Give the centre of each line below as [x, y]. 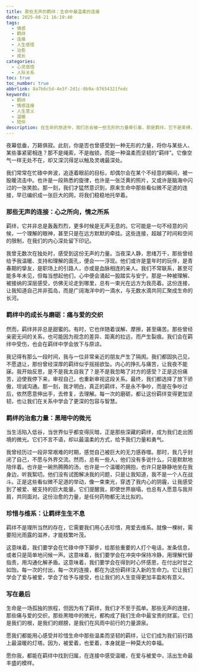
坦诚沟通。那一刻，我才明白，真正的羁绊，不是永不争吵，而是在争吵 [99, 386]
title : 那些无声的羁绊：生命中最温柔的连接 [53, 12]
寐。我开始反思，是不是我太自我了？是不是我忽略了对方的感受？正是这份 [94, 371]
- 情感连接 [23, 105]
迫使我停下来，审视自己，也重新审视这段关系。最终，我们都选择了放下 [102, 378]
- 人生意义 [23, 111]
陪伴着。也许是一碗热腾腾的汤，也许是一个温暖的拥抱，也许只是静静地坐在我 [99, 466]
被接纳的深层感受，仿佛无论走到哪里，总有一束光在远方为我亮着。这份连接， [99, 283]
